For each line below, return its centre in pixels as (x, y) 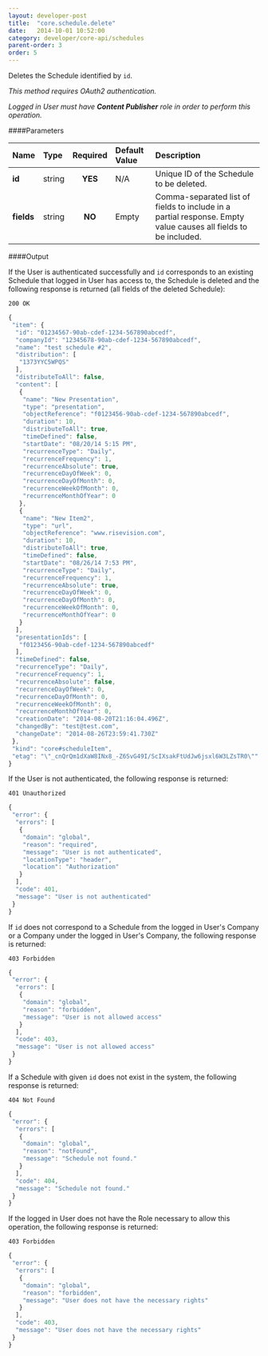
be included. (178, 237)
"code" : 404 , (37, 1181)
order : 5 (23, 53)
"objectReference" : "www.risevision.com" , (94, 533)
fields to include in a (193, 207)
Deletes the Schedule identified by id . (71, 76)
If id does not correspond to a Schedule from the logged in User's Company (134, 927)
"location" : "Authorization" (71, 867)
